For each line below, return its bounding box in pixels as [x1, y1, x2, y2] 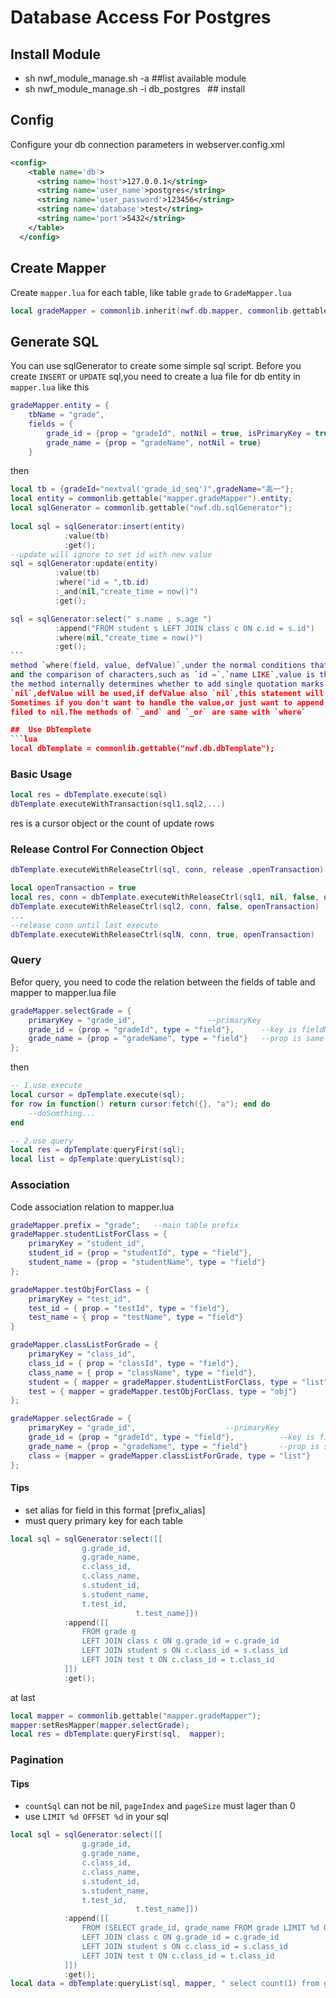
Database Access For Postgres [10, 6, 272, 29]
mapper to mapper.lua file [10, 986, 117, 998]
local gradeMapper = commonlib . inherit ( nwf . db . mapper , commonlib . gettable [10, 306, 329, 316]
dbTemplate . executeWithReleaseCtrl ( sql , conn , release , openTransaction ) [10, 865, 325, 875]
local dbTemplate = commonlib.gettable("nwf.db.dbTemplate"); [10, 744, 275, 754]
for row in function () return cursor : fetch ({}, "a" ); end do [10, 1099, 271, 1109]
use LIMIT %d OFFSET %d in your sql [24, 1811, 169, 1823]
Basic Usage [10, 767, 73, 781]
